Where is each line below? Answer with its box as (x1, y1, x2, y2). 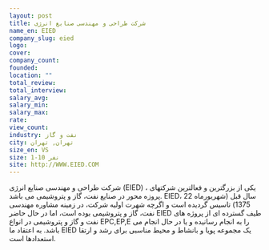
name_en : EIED (9, 26, 57, 34)
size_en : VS (9, 146, 49, 154)
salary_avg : (9, 94, 49, 102)
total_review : (9, 79, 57, 87)
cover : (9, 49, 31, 57)
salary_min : (9, 101, 49, 109)
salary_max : (9, 109, 49, 117)
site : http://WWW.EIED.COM (9, 161, 99, 169)
